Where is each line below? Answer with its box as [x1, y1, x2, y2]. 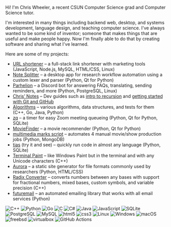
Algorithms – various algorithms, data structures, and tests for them [12, 104, 154, 110]
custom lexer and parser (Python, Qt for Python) [12, 77, 114, 83]
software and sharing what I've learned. [5, 41, 89, 47]
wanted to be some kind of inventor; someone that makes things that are [5, 30, 158, 36]
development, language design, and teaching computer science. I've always [5, 25, 165, 31]
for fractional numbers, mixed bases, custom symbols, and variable [12, 180, 154, 185]
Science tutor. [5, 10, 35, 16]
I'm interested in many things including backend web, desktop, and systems [5, 20, 164, 25]
